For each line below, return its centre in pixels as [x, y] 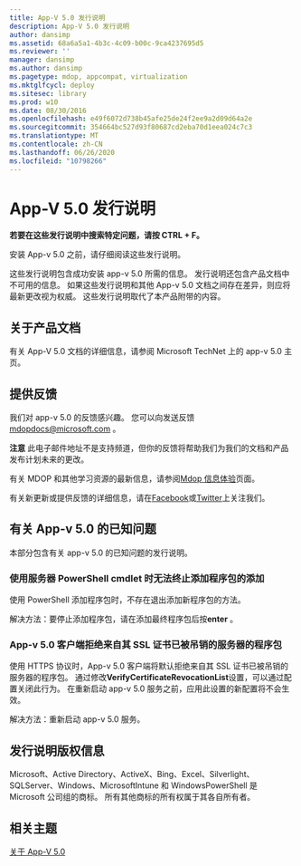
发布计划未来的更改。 [49, 459]
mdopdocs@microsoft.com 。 [65, 429]
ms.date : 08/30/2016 [48, 111]
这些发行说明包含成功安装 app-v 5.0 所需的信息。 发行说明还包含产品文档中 [150, 274]
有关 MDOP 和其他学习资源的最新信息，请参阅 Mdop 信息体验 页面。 [135, 479]
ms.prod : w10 [34, 102]
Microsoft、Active [43, 775]
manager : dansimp [42, 60]
